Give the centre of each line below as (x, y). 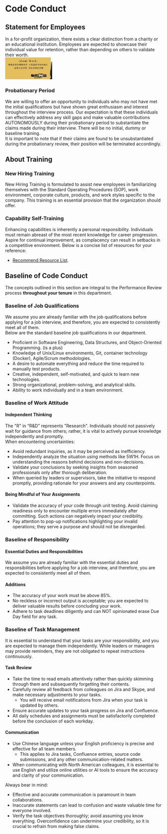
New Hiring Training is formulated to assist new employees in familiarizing (81, 184)
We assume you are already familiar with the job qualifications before (76, 317)
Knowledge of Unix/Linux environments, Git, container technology (80, 353)
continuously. (19, 656)
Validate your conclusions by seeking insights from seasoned (75, 467)
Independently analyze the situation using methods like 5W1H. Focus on (86, 457)
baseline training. (23, 133)
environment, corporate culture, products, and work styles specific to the (80, 195)
